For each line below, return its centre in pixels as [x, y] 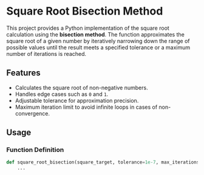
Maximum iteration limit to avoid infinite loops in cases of [86, 107]
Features [23, 73]
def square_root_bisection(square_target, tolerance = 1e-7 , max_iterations [103, 162]
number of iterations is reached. [46, 53]
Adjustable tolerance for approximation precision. [77, 100]
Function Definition [35, 150]
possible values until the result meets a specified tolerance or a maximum [98, 47]
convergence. [32, 113]
